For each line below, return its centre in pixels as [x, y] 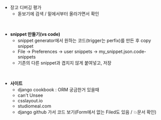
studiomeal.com [34, 106]
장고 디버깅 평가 [26, 7]
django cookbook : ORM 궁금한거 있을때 [58, 89]
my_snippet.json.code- [123, 51]
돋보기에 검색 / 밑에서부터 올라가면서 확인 [58, 14]
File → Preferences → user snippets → [57, 51]
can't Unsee [30, 95]
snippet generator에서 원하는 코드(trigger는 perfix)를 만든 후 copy [84, 40]
